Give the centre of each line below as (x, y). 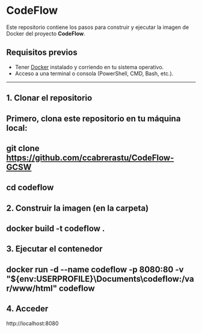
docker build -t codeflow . (56, 229)
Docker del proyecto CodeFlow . (46, 33)
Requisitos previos (42, 53)
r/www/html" (32, 288)
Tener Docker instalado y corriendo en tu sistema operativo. (89, 67)
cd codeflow (30, 188)
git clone (23, 148)
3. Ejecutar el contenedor (55, 249)
